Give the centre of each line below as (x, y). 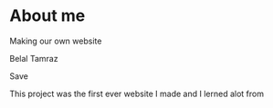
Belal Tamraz (34, 58)
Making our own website (56, 41)
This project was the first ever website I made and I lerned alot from (137, 93)
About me (47, 16)
